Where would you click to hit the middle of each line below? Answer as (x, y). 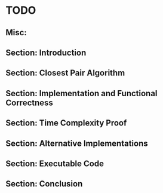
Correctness (29, 102)
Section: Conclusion (44, 184)
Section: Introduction (46, 52)
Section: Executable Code (55, 163)
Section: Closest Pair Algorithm (65, 73)
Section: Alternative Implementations (77, 143)
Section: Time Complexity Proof (66, 123)
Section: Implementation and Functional (81, 93)
